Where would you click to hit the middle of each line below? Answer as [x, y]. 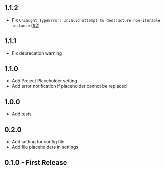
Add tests [22, 114]
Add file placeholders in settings [45, 147]
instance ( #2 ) [26, 25]
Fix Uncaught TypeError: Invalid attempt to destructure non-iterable [86, 20]
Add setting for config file [38, 142]
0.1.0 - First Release [36, 162]
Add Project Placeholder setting [45, 81]
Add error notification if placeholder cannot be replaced [69, 86]
